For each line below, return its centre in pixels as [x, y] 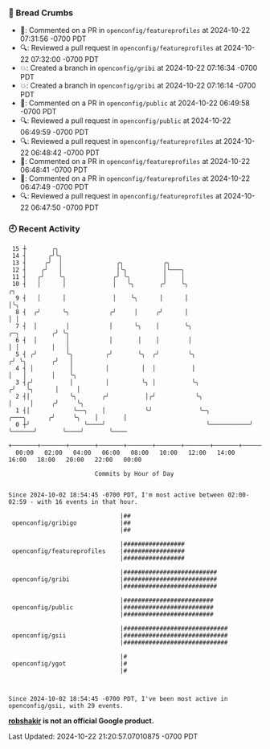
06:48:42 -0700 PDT [65, 153]
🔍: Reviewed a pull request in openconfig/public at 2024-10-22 [125, 121]
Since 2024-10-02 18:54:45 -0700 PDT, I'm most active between [117, 495]
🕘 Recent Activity [44, 229]
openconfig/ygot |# [70, 663]
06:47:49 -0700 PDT [54, 187]
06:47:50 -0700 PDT [65, 207]
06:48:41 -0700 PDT [54, 170]
